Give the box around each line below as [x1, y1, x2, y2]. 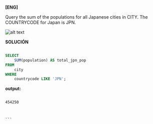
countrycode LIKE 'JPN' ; [14, 77, 66, 82]
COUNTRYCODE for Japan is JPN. [5, 20, 76, 25]
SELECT [5, 53, 19, 58]
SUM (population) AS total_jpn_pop [14, 57, 86, 63]
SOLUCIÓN [5, 39, 29, 45]
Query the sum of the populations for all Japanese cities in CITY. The [5, 14, 148, 20]
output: [5, 86, 21, 92]
